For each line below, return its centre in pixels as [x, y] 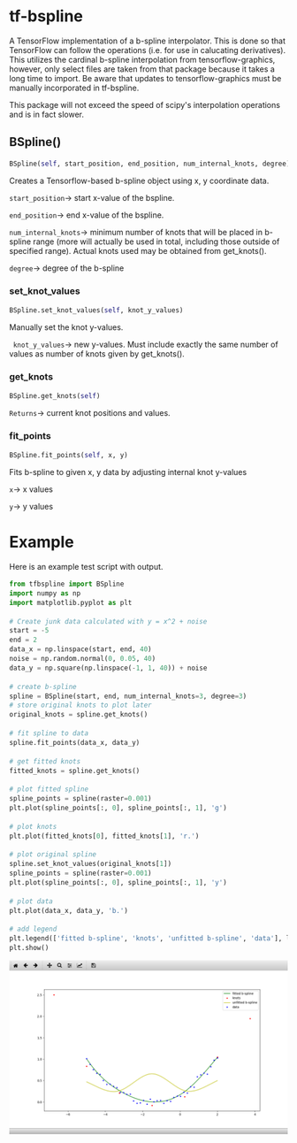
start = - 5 [29, 631]
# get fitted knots [45, 761]
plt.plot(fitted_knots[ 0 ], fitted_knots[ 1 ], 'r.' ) [104, 836]
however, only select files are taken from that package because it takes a [142, 69]
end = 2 [23, 640]
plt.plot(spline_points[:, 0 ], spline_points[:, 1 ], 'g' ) [118, 808]
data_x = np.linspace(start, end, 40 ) [80, 649]
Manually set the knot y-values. [66, 327]
